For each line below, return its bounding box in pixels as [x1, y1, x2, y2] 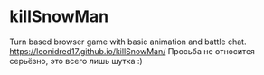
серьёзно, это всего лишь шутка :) [9, 55, 143, 66]
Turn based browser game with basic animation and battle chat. [9, 36, 247, 47]
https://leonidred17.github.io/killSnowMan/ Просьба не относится [9, 45, 256, 56]
